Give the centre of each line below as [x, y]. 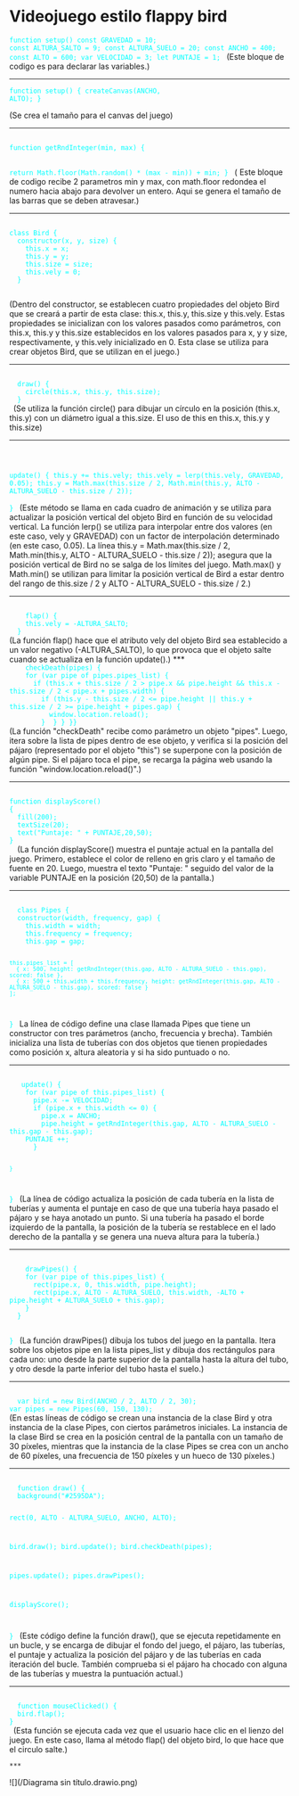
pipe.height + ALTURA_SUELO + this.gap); [87, 1300]
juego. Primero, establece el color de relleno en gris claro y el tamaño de [142, 859]
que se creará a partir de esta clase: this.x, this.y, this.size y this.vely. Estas [147, 313]
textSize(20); [43, 825]
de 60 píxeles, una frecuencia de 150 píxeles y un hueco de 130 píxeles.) [142, 1455]
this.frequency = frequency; [79, 934]
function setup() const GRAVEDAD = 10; [83, 40]
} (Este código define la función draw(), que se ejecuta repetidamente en [145, 1635]
